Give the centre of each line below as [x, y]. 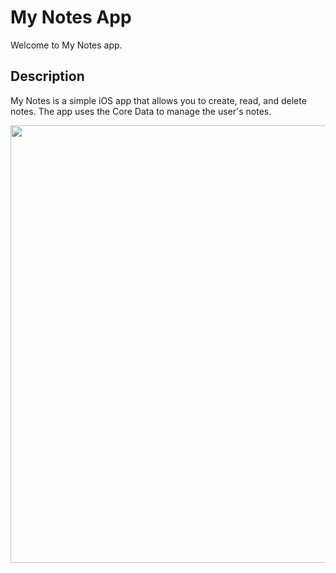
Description [47, 76]
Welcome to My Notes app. [66, 45]
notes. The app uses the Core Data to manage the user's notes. [141, 111]
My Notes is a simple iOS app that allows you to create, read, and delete [158, 100]
